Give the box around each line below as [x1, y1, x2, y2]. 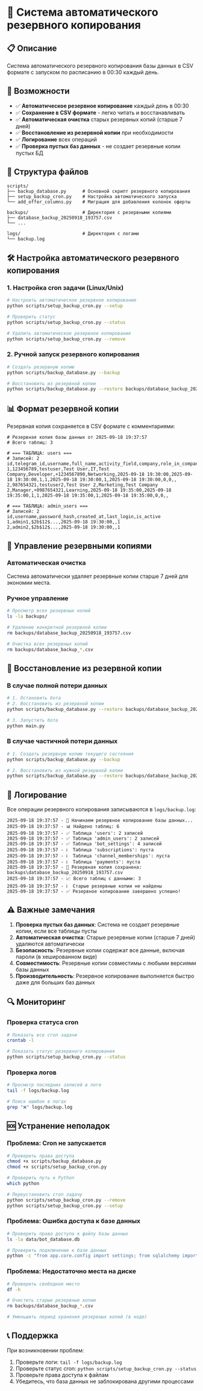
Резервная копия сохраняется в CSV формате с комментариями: [7, 423, 175, 430]
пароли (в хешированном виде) [15, 953, 98, 960]
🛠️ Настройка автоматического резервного [7, 253, 180, 264]
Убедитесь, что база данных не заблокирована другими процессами [15, 1378, 195, 1385]
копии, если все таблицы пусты [15, 927, 97, 935]
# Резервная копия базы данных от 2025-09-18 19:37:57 [7, 435, 148, 441]
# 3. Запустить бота [7, 717, 59, 723]
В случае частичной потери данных [7, 737, 118, 745]
